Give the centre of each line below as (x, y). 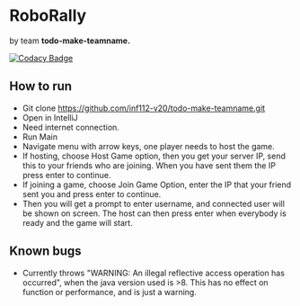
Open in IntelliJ (50, 117)
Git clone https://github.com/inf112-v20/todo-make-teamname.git (144, 108)
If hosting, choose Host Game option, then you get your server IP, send (154, 156)
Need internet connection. (71, 127)
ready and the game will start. (77, 222)
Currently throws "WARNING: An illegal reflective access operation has (154, 273)
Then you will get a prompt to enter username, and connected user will (154, 203)
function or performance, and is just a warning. (110, 292)
